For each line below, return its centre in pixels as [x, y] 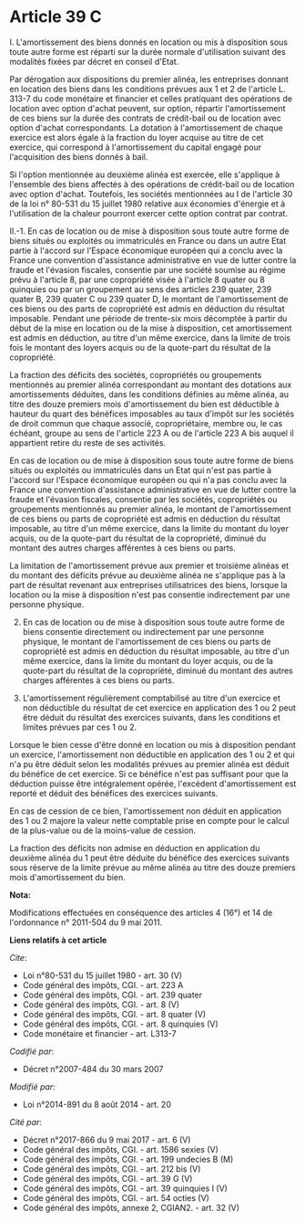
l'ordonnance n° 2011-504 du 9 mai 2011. [86, 922]
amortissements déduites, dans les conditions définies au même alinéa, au [149, 394]
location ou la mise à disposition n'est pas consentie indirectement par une [150, 595]
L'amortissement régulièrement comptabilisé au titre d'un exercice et [151, 698]
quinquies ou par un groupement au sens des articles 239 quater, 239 [141, 289]
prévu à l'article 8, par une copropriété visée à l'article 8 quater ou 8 [137, 279]
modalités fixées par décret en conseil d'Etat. [94, 61]
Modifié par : [33, 1086]
